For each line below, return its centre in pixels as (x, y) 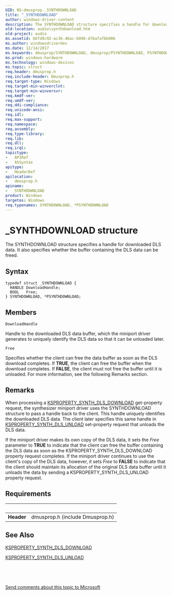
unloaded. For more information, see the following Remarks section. (77, 374)
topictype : (17, 153)
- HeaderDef (20, 172)
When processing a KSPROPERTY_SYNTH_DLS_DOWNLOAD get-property (84, 403)
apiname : (15, 186)
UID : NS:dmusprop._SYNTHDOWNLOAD (41, 10)
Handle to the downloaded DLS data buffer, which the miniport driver (78, 334)
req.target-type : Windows (33, 81)
